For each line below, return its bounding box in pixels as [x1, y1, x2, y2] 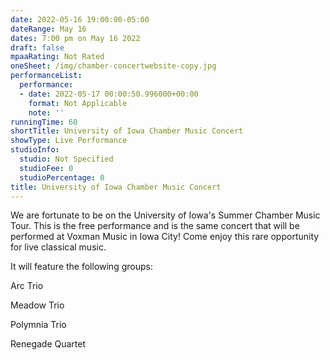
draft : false [10, 42, 65, 53]
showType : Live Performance [10, 136, 128, 146]
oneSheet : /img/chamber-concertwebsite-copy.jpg [10, 61, 217, 71]
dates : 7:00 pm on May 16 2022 [10, 33, 141, 43]
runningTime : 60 [10, 117, 78, 127]
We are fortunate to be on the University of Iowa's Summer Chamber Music [10, 209, 321, 221]
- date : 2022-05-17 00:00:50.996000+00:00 [19, 89, 199, 99]
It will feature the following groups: [10, 261, 153, 273]
